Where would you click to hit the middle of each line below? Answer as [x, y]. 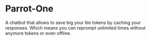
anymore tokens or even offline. [38, 33]
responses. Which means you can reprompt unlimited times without [76, 27]
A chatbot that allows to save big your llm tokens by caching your [73, 22]
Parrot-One [30, 9]
